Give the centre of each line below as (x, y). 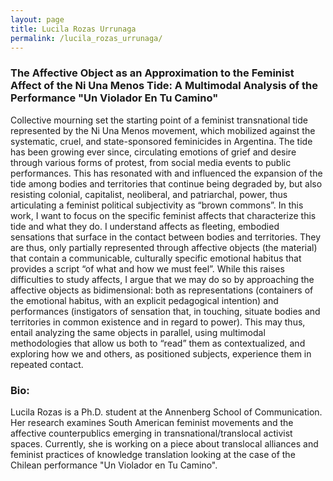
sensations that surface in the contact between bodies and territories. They (166, 237)
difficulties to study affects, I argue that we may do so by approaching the (162, 279)
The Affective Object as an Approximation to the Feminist (152, 73)
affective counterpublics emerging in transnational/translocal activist (151, 433)
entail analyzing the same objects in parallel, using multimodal (138, 332)
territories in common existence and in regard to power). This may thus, (158, 322)
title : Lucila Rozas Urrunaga (73, 29)
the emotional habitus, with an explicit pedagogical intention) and (144, 300)
